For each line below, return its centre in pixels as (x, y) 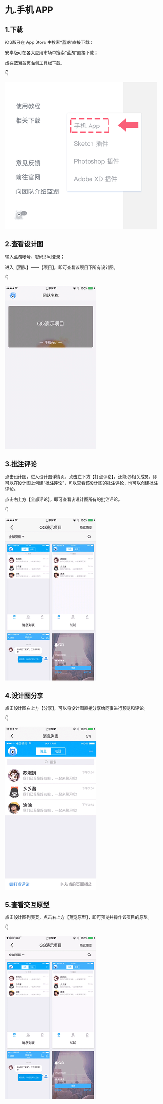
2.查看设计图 (24, 244)
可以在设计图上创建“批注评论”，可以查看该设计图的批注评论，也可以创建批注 (81, 483)
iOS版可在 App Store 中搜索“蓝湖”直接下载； (49, 42)
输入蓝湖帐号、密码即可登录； (35, 256)
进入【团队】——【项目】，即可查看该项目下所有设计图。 (62, 267)
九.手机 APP (29, 10)
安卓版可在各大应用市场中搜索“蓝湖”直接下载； (52, 53)
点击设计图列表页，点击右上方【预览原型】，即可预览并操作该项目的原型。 (79, 917)
